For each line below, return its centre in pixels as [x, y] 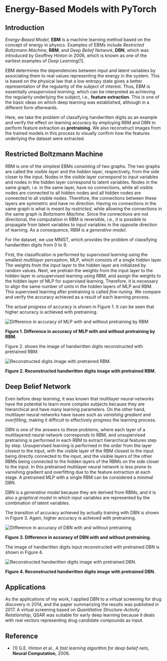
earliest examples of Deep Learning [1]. [45, 61]
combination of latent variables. [38, 503]
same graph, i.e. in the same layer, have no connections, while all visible [79, 187]
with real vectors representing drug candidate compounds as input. [74, 621]
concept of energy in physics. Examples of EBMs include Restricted [75, 45]
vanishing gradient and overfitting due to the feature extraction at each [78, 472]
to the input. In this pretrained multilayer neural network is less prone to [79, 467]
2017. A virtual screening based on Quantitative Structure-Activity [73, 610]
